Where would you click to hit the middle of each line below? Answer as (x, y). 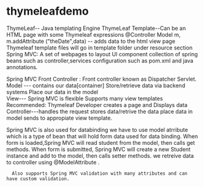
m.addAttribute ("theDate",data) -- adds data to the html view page (91, 41)
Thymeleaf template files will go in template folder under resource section (100, 48)
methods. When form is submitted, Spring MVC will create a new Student (99, 149)
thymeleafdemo (47, 11)
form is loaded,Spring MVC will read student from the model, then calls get (101, 142)
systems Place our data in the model (52, 92)
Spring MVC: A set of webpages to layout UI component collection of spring (102, 54)
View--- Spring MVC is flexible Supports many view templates (85, 98)
